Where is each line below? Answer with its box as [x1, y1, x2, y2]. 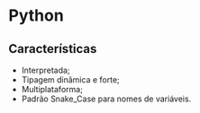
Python [8, 5, 64, 26]
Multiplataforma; [21, 84, 83, 94]
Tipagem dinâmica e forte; [21, 74, 121, 85]
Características [8, 41, 97, 56]
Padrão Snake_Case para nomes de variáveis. [21, 93, 192, 104]
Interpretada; [21, 65, 70, 75]
